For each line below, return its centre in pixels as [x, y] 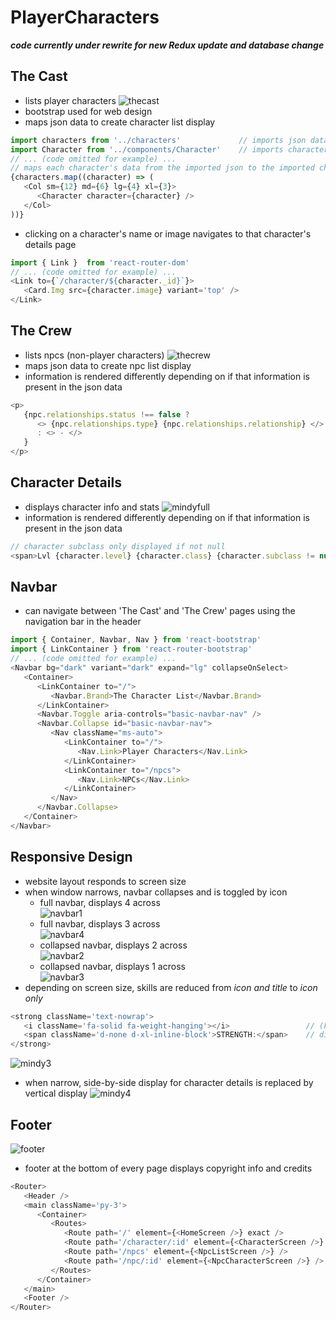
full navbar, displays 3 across [100, 923]
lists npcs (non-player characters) [94, 355]
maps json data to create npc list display [108, 365]
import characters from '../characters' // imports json [158, 140]
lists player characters [70, 100]
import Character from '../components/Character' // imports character [169, 149]
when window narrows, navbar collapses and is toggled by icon [156, 892]
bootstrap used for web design [88, 111]
